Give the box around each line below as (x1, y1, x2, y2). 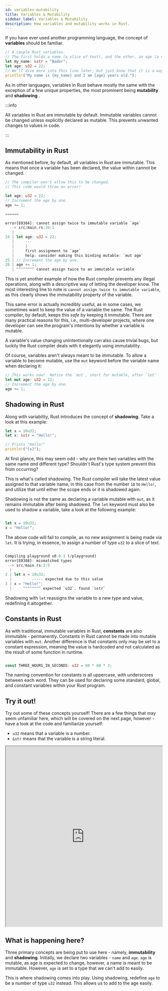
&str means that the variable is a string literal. (12, 736, 106, 742)
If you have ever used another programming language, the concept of (5, 35, 148, 41)
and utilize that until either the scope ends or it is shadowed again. (5, 486, 141, 492)
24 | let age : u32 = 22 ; (5, 234, 57, 239)
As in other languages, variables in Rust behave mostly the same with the (5, 82, 155, 88)
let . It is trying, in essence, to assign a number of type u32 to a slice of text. (5, 540, 160, 546)
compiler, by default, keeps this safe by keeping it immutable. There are (5, 312, 152, 318)
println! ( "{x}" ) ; (5, 446, 41, 452)
